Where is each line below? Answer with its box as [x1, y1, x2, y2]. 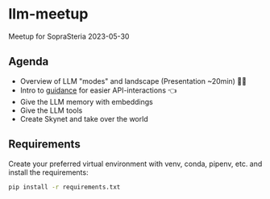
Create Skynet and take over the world [19, 114, 148, 123]
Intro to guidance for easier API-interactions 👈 [19, 85, 177, 95]
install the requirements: [8, 167, 89, 177]
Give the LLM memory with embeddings [19, 97, 153, 106]
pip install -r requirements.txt [8, 183, 121, 191]
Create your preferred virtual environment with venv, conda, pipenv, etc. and [8, 159, 263, 168]
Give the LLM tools [19, 106, 83, 115]
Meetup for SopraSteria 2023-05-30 [8, 31, 130, 41]
